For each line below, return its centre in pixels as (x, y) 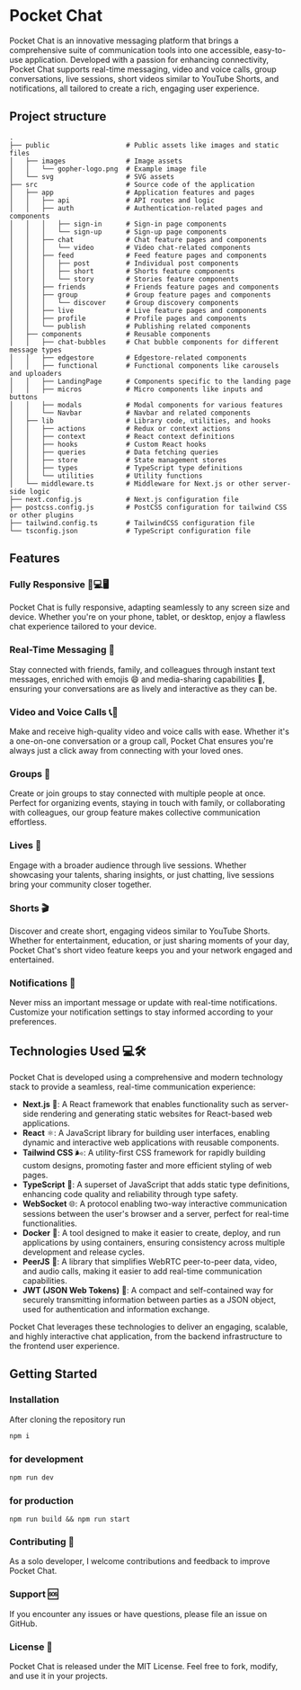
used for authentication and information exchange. (116, 1310)
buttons (24, 397)
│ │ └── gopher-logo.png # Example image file (108, 169)
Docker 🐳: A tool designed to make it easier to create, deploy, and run (151, 1233)
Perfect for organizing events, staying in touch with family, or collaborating (147, 803)
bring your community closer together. (80, 884)
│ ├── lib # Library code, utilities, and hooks (140, 420)
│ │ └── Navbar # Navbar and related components (130, 413)
